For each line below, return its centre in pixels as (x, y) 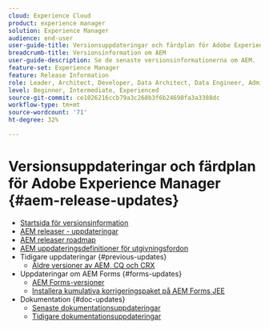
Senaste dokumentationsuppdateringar (96, 307)
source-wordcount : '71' (48, 113)
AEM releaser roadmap (58, 239)
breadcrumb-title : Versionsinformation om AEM (87, 53)
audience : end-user (41, 38)
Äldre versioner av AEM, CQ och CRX (93, 265)
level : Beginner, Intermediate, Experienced (84, 90)
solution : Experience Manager (59, 30)
